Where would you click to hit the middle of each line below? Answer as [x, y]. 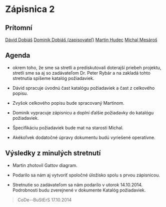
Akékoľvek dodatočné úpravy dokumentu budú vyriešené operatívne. [84, 137]
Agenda [18, 55]
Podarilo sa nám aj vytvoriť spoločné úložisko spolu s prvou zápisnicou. [86, 175]
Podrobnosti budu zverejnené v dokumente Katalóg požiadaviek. [79, 190]
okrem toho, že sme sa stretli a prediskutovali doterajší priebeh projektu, [87, 67]
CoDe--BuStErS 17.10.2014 [44, 199]
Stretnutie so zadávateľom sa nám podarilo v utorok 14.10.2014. [77, 184]
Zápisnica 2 [30, 9]
